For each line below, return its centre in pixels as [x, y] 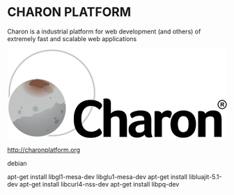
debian [17, 163]
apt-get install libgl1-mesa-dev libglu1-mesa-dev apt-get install [97, 177]
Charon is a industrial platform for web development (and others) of [104, 31]
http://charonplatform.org [44, 150]
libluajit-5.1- [205, 177]
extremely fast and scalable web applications [72, 38]
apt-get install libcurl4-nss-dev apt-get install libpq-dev [100, 184]
